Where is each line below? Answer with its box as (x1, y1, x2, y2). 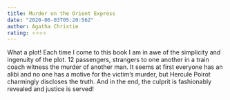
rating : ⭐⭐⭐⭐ (7, 29, 47, 37)
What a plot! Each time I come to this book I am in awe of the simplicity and (7, 48, 221, 57)
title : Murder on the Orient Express (7, 10, 116, 17)
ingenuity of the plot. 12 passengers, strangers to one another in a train (7, 56, 209, 64)
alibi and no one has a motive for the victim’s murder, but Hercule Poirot (7, 70, 211, 79)
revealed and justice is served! (7, 85, 95, 93)
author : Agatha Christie (7, 23, 79, 30)
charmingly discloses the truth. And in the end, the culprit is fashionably (7, 77, 212, 86)
